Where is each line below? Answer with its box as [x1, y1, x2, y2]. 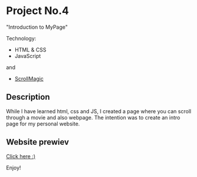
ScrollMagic [14, 75, 44, 82]
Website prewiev [6, 137, 69, 147]
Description [6, 92, 50, 102]
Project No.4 [6, 4, 69, 18]
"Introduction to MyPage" [6, 23, 68, 30]
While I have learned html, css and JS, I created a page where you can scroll [6, 107, 192, 115]
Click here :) [6, 152, 36, 159]
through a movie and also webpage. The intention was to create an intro [6, 114, 181, 121]
